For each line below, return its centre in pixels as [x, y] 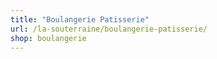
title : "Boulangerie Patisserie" [80, 19]
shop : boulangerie [48, 38]
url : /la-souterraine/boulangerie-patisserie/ [109, 29]
